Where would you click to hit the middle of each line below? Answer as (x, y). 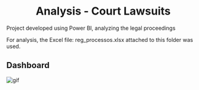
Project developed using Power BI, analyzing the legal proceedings (91, 28)
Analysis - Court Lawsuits (103, 11)
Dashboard (28, 65)
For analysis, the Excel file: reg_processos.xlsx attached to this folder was (100, 40)
